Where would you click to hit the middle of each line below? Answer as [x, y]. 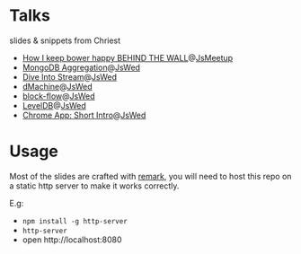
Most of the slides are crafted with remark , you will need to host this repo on [150, 176]
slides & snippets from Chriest [65, 40]
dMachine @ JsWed [57, 86]
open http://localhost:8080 [72, 240]
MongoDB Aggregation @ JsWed [81, 67]
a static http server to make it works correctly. [94, 186]
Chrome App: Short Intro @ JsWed [84, 115]
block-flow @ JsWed [59, 96]
